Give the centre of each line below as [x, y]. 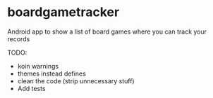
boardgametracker [63, 12]
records [19, 38]
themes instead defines [51, 73]
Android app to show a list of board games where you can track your [107, 31]
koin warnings [38, 66]
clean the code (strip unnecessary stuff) [76, 80]
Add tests [31, 88]
